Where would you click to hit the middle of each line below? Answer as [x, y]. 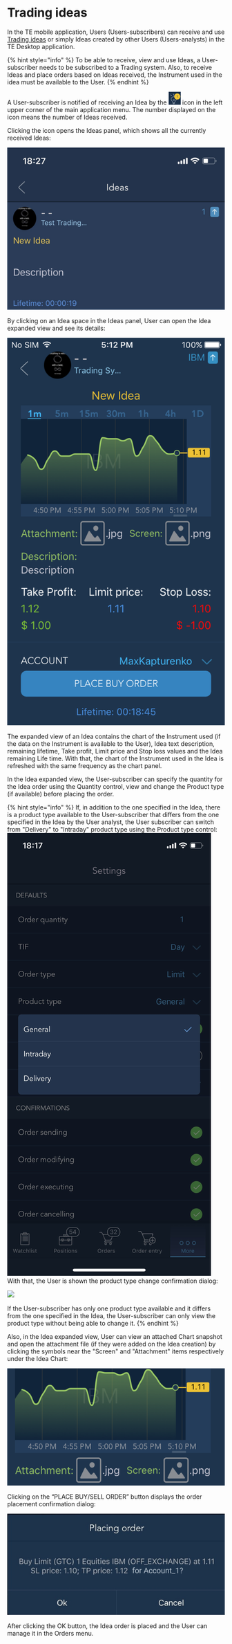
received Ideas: [29, 138]
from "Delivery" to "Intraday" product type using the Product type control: [112, 830]
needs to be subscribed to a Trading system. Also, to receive [126, 67]
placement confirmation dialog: [51, 1504]
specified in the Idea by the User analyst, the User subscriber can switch [110, 822]
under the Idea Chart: [38, 1359]
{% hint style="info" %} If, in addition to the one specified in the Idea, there [114, 807]
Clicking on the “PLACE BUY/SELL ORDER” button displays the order [105, 1497]
